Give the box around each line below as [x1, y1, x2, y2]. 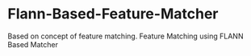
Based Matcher [7, 39, 58, 49]
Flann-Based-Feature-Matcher [7, 5, 219, 23]
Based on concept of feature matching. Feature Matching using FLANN [7, 31, 244, 41]
